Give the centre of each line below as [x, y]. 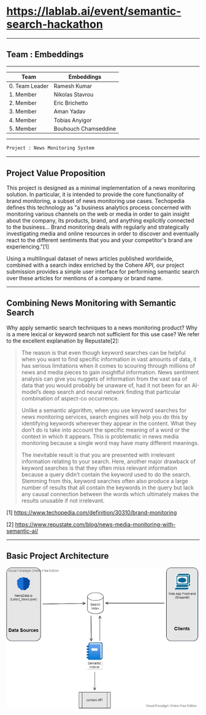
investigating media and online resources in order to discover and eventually [103, 233]
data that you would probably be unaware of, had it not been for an [106, 385]
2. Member [23, 103]
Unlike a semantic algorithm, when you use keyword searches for [104, 410]
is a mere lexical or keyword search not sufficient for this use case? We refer [103, 334]
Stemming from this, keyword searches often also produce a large [105, 481]
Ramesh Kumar [73, 86]
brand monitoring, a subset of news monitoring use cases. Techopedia [96, 200]
